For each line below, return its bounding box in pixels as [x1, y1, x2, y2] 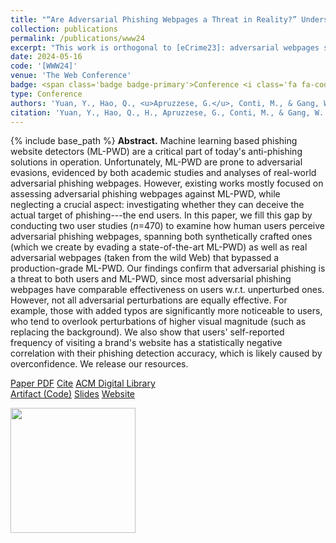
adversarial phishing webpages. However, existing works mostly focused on [10, 177, 324, 190]
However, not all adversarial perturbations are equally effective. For [10, 294, 288, 306]
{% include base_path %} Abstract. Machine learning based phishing [10, 135, 298, 147]
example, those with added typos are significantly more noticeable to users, [10, 305, 323, 317]
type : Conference [10, 89, 83, 99]
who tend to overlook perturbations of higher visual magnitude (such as [10, 316, 307, 328]
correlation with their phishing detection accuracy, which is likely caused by [10, 347, 323, 360]
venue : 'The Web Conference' [10, 71, 132, 81]
